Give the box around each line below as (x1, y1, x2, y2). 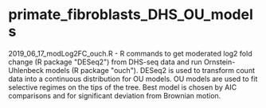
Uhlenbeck (8, 65, 44, 75)
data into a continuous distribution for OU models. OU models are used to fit (8, 74, 258, 83)
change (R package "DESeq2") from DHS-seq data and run (8, 57, 202, 67)
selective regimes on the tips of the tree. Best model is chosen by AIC (8, 82, 237, 92)
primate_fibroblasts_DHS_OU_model (8, 6, 253, 24)
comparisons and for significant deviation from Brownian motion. (8, 91, 221, 100)
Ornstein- (203, 57, 236, 67)
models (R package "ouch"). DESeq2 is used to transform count (45, 65, 255, 75)
